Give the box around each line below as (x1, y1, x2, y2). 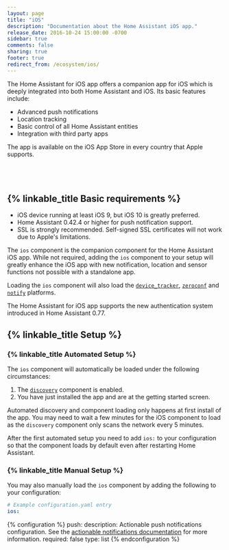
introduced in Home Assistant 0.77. (7, 309, 106, 317)
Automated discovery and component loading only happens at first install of (7, 406, 221, 414)
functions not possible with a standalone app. (7, 268, 136, 276)
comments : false (7, 42, 53, 49)
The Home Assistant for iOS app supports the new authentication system (7, 302, 213, 310)
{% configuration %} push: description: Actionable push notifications (7, 521, 202, 529)
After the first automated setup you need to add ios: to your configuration (7, 434, 217, 442)
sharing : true (7, 49, 48, 55)
